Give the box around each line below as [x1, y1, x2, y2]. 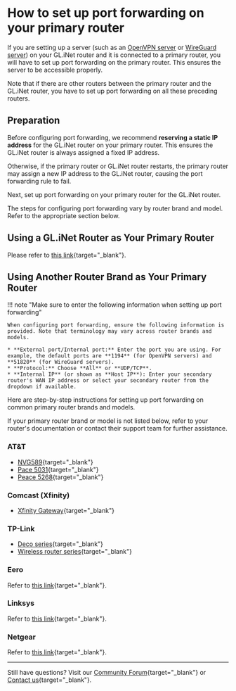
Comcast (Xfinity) [7, 490, 70, 500]
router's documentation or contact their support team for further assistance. [7, 424, 228, 433]
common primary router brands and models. [7, 403, 136, 412]
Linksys [7, 598, 35, 608]
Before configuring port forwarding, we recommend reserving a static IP [7, 133, 218, 141]
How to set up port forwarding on [7, 5, 205, 21]
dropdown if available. [7, 383, 77, 391]
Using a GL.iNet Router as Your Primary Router [7, 232, 215, 244]
